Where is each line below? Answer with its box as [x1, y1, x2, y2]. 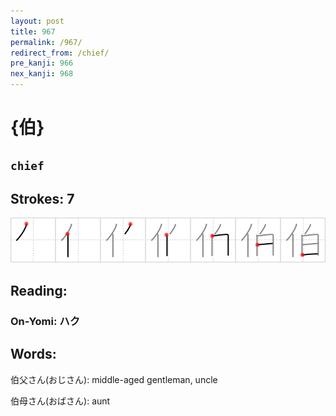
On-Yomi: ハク [10, 314, 81, 328]
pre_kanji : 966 [10, 58, 74, 69]
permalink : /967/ [10, 37, 83, 47]
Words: [10, 346, 57, 363]
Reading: [10, 282, 68, 299]
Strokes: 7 [10, 190, 75, 207]
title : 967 [10, 26, 56, 37]
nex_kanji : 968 [10, 69, 74, 79]
